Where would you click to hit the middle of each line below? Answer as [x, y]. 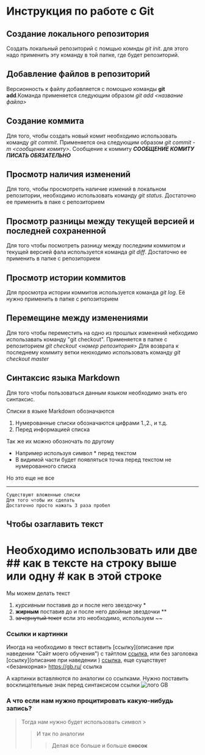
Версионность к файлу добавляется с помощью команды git [86, 89]
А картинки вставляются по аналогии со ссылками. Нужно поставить [98, 679]
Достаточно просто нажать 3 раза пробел [59, 505]
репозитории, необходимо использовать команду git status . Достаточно [101, 195]
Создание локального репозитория [78, 34]
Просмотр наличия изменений [69, 174]
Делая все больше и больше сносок [99, 745]
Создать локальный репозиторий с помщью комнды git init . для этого [97, 48]
